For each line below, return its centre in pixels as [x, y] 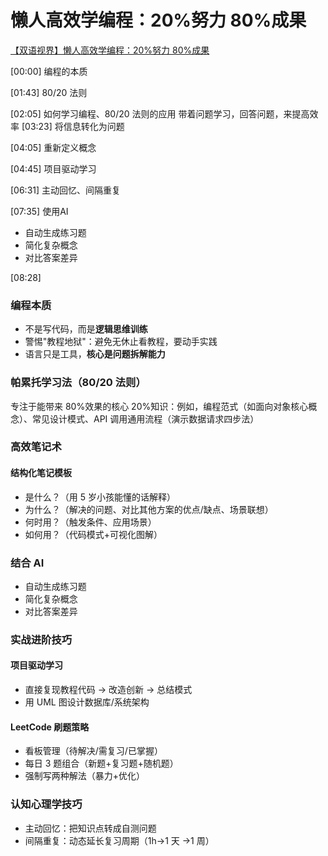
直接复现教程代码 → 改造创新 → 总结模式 [108, 690]
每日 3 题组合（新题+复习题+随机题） [101, 763]
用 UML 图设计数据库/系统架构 [87, 702]
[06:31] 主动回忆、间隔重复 [66, 190]
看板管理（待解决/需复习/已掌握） [93, 751]
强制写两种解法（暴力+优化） [85, 776]
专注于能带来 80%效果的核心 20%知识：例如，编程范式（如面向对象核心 [159, 406]
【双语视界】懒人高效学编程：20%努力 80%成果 [110, 50]
